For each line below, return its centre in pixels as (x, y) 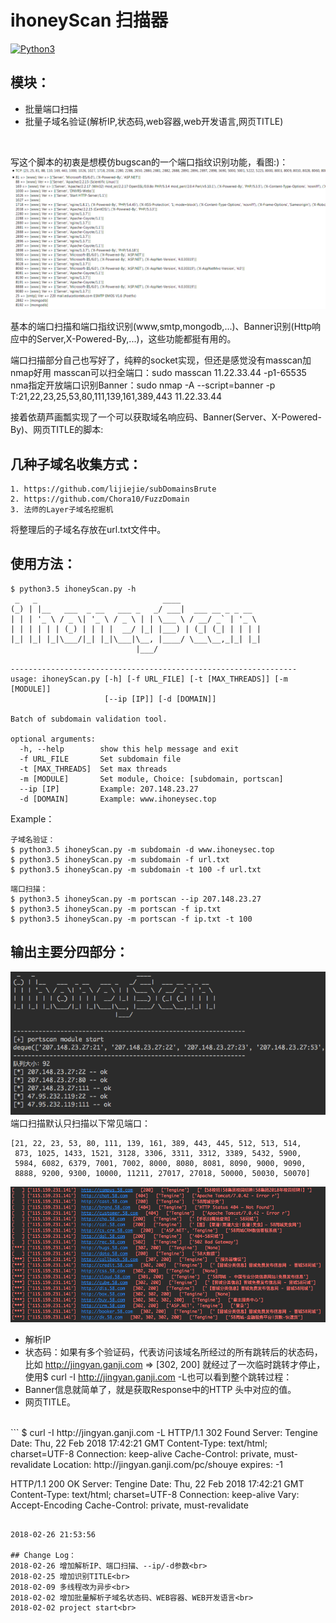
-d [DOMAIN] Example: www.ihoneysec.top (118, 799)
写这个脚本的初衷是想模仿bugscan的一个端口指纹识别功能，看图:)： (149, 162)
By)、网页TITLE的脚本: (57, 430)
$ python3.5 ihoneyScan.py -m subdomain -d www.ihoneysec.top (142, 849)
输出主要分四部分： (69, 952)
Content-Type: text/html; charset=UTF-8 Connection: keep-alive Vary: (155, 1494)
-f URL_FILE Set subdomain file (100, 759)
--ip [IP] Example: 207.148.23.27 (109, 789)
